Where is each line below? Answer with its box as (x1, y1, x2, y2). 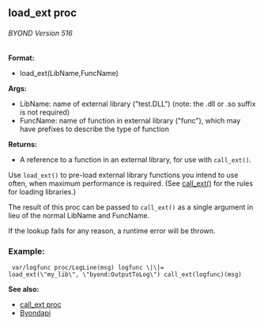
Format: (8, 53, 35, 62)
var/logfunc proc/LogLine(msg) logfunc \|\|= (11, 263, 164, 271)
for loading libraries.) (8, 187, 77, 196)
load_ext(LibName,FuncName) (19, 68, 119, 77)
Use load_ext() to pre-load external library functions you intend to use (8, 170, 239, 180)
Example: (8, 245, 45, 256)
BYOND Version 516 (8, 28, 73, 38)
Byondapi (19, 308, 51, 317)
